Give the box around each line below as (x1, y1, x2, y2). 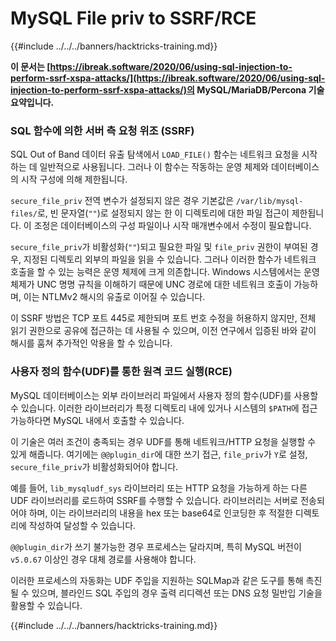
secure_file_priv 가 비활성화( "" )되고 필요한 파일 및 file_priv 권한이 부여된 (10, 241, 308, 253)
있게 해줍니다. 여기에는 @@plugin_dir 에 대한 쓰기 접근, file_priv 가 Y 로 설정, (10, 448, 308, 460)
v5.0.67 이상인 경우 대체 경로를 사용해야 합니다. (10, 553, 197, 565)
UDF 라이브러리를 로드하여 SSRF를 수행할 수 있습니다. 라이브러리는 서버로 (10, 494, 299, 506)
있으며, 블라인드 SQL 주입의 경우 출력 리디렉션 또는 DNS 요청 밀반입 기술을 (31, 587, 323, 599)
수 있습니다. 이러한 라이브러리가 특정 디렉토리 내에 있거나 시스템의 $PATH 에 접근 (10, 402, 318, 414)
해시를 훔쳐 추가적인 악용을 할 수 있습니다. (10, 337, 173, 349)
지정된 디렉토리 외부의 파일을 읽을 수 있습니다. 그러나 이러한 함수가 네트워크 (23, 253, 317, 266)
